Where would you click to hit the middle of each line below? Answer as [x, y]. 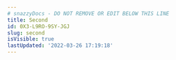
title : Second [28, 20]
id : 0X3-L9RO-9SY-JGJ [39, 26]
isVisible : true [31, 39]
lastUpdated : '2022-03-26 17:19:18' [60, 46]
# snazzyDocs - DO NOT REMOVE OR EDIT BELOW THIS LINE [88, 13]
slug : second [26, 33]
